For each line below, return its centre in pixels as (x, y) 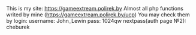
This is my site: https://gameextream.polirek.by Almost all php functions (95, 8)
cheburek (18, 27)
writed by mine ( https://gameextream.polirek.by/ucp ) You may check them (98, 15)
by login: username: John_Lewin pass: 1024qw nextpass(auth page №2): (97, 21)
